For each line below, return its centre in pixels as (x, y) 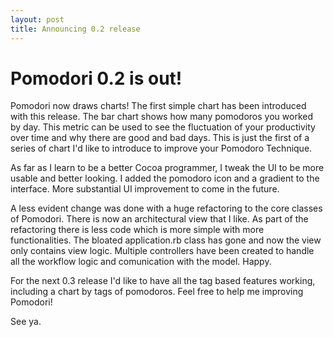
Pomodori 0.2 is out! (96, 78)
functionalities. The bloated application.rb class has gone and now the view (166, 240)
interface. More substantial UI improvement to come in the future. (145, 189)
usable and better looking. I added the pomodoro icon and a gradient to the (165, 178)
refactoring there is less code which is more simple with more (137, 230)
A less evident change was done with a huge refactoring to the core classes (166, 208)
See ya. (26, 322)
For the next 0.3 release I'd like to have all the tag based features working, (163, 281)
